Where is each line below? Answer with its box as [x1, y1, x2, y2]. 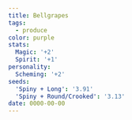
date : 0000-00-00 [8, 99, 66, 107]
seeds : [8, 77, 30, 85]
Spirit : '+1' [15, 56, 58, 64]
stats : [8, 41, 30, 49]
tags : [8, 19, 26, 27]
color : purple [8, 33, 55, 42]
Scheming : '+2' [15, 70, 66, 78]
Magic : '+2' [15, 48, 55, 56]
